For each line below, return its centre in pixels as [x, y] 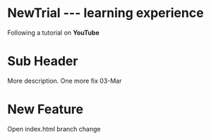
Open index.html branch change [54, 129]
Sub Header [43, 61]
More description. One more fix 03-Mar [65, 81]
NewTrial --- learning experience [105, 13]
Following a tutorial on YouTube [54, 33]
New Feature [45, 109]
